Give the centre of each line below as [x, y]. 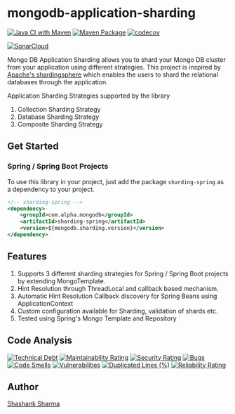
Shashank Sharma [34, 404]
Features [27, 257]
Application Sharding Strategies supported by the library [89, 96]
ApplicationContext [45, 303]
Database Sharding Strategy [58, 117]
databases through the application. [58, 82]
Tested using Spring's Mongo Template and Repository [97, 318]
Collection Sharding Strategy [59, 109]
